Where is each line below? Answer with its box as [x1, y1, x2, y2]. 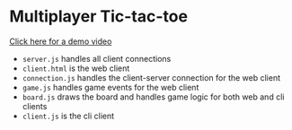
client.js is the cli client [22, 110, 115, 121]
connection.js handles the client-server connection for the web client [22, 72, 281, 82]
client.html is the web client [22, 63, 130, 74]
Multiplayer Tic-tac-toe [9, 6, 189, 27]
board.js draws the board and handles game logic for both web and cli [22, 91, 285, 102]
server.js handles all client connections [22, 53, 172, 64]
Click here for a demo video [9, 36, 112, 47]
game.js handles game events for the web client [22, 82, 199, 92]
